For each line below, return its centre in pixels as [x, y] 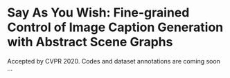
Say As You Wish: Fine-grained [98, 13]
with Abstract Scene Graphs [90, 42]
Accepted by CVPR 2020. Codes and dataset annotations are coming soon [114, 61]
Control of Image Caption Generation [115, 27]
